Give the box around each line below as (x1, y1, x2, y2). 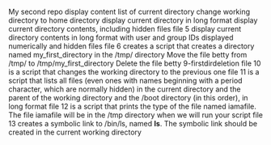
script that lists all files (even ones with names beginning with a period (8, 76, 243, 85)
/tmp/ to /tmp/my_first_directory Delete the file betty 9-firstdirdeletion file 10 (8, 58, 261, 68)
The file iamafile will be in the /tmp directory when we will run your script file (8, 110, 264, 120)
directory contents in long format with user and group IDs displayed (8, 32, 234, 42)
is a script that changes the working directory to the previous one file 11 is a (8, 67, 260, 76)
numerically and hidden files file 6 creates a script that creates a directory (8, 41, 255, 51)
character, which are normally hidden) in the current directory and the (8, 84, 241, 94)
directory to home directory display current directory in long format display (8, 15, 258, 25)
